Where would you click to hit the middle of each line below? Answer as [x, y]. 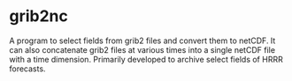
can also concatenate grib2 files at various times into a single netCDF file [142, 49]
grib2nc [38, 16]
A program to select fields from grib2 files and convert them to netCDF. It [142, 40]
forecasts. [27, 69]
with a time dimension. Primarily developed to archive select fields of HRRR [146, 59]
